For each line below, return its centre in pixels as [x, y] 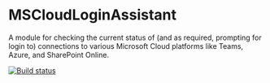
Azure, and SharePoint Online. [59, 55]
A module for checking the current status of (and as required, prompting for [135, 37]
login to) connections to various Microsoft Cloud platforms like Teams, [126, 46]
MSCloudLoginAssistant [93, 15]
